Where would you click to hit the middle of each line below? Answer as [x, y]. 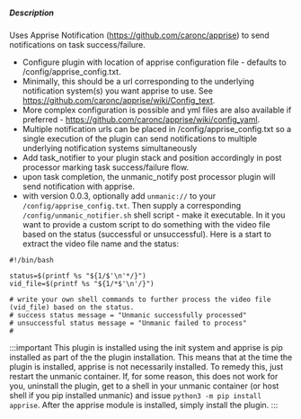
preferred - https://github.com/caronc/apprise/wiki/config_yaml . [141, 119]
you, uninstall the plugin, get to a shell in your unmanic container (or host [144, 386]
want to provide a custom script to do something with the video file [146, 224]
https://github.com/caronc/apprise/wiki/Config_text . [119, 100]
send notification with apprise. [78, 186]
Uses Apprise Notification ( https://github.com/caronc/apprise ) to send [139, 35]
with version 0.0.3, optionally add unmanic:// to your [119, 196]
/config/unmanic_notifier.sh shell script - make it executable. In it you [154, 215]
